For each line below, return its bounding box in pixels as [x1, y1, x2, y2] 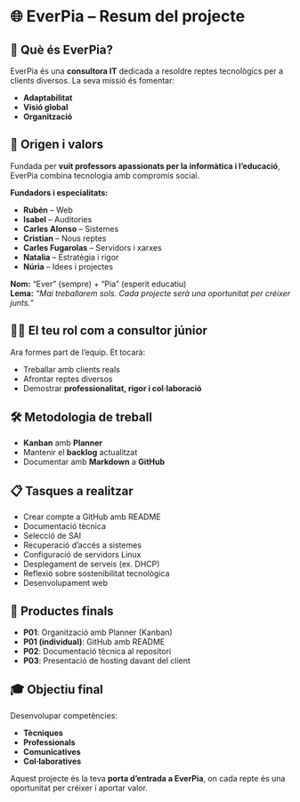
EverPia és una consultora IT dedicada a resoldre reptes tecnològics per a [10, 66, 284, 76]
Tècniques [22, 727, 63, 738]
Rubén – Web [22, 205, 74, 215]
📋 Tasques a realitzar [10, 483, 134, 499]
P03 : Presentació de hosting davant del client [22, 655, 191, 666]
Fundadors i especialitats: [10, 187, 109, 197]
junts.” [10, 297, 34, 308]
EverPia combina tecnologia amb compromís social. [10, 170, 200, 180]
